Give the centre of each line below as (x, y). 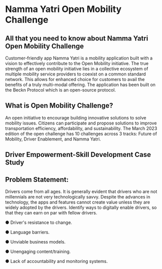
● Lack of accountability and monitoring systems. (57, 261)
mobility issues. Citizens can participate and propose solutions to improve (81, 123)
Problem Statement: (37, 179)
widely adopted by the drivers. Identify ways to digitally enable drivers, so (81, 207)
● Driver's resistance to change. (39, 222)
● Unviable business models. (35, 242)
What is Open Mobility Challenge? (59, 106)
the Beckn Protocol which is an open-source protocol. (61, 90)
